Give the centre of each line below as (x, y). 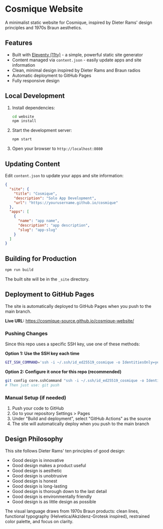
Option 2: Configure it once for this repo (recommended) (63, 372)
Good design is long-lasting (40, 486)
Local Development (35, 96)
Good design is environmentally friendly (52, 496)
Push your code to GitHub (38, 408)
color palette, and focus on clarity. (39, 521)
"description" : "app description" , (54, 225)
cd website (23, 116)
